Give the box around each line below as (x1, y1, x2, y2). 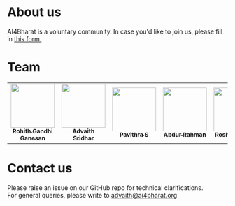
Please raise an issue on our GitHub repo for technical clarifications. (7, 183, 204, 192)
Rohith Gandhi (13, 127, 53, 135)
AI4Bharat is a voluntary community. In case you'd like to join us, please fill (7, 27, 222, 36)
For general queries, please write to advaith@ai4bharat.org (7, 191, 178, 199)
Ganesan (20, 134, 45, 142)
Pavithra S (119, 131, 149, 138)
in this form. (7, 34, 42, 43)
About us (7, 4, 62, 20)
